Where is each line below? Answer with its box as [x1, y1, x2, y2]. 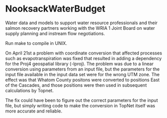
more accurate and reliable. [5, 108, 63, 114]
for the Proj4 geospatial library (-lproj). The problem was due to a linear [5, 61, 154, 67]
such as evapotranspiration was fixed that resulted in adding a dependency [5, 55, 162, 61]
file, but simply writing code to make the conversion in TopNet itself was [5, 102, 155, 108]
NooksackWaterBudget [5, 3, 106, 15]
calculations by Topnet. [5, 87, 54, 93]
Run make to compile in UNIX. [5, 40, 67, 46]
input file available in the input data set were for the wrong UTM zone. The [5, 71, 160, 77]
